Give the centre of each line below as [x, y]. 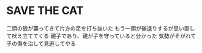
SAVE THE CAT [45, 11]
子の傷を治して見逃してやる [41, 43]
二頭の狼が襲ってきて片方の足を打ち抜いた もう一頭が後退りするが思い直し [101, 28]
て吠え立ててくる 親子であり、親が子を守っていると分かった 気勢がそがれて [101, 36]
